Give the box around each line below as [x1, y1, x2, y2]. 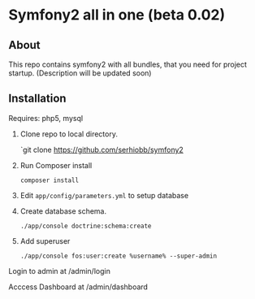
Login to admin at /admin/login [8, 266, 111, 275]
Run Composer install [19, 160, 93, 170]
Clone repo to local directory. [19, 128, 118, 139]
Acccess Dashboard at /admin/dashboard [8, 282, 149, 292]
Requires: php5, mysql [8, 113, 84, 123]
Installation [8, 92, 67, 106]
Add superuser [19, 236, 71, 245]
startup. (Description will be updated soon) [8, 68, 152, 78]
